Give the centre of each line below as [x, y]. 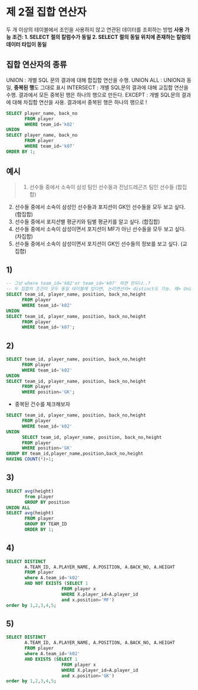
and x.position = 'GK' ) [88, 676]
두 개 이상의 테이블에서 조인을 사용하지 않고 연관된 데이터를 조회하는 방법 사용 [95, 29]
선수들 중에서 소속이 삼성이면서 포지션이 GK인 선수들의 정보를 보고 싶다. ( [98, 244]
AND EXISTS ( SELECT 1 [51, 659]
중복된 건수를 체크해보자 [42, 404]
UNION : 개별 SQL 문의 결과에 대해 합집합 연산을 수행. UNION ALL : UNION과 [96, 80]
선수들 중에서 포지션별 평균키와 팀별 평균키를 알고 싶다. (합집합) [87, 221]
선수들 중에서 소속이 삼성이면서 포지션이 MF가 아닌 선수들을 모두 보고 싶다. [100, 229]
